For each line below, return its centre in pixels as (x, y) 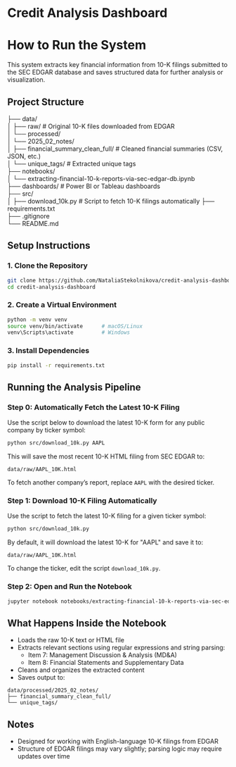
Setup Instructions (49, 245)
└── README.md (33, 223)
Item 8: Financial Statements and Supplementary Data (106, 663)
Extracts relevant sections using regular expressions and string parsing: (121, 648)
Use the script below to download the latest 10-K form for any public (106, 423)
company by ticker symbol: (46, 430)
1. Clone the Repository (47, 266)
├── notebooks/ (31, 171)
